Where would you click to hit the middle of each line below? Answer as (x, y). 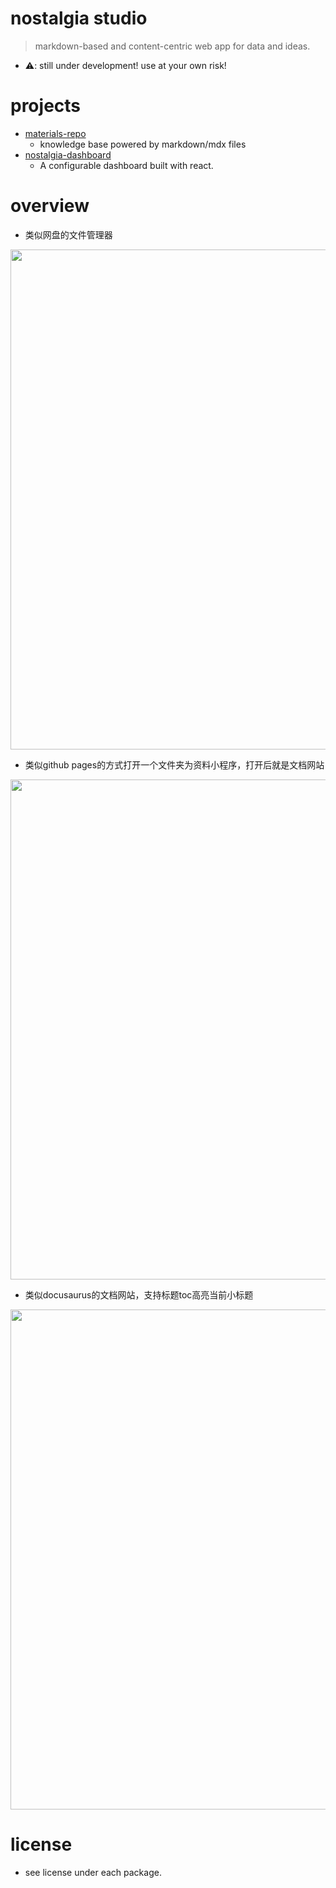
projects (46, 106)
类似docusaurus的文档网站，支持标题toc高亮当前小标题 (139, 1294)
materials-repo (55, 133)
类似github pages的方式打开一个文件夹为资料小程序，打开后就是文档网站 (174, 764)
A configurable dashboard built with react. (126, 165)
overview (50, 206)
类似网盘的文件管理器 (68, 234)
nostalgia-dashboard (68, 154)
